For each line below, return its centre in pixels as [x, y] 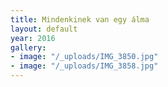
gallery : [28, 47]
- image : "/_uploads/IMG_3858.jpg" [84, 66]
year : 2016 [33, 38]
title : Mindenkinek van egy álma [80, 19]
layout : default [44, 29]
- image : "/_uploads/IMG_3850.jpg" [84, 57]
